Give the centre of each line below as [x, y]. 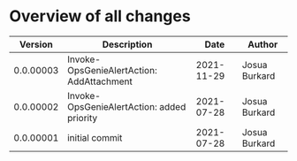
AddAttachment [100, 81]
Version [36, 44]
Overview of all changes [100, 16]
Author [263, 44]
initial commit [95, 137]
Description [127, 44]
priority [83, 118]
